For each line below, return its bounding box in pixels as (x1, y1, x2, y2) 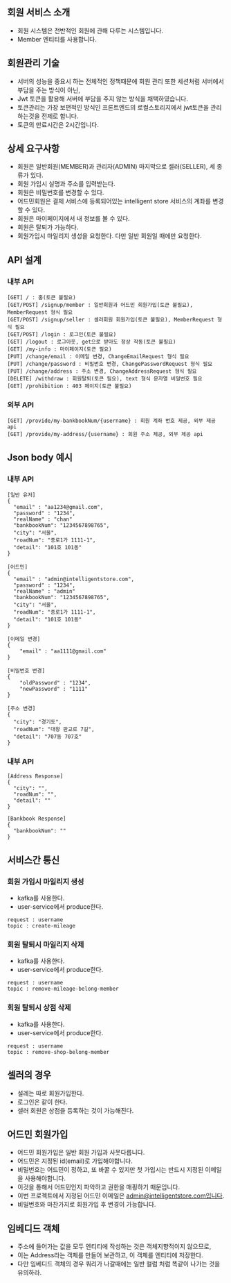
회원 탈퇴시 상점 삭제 (7, 1003, 71, 1012)
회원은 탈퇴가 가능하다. (17, 223, 79, 231)
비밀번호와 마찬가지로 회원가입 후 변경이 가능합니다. (17, 1200, 156, 1209)
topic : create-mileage (7, 923, 76, 930)
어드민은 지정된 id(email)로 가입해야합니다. (17, 1157, 133, 1165)
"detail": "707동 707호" (13, 733, 82, 741)
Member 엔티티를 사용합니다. (17, 35, 97, 43)
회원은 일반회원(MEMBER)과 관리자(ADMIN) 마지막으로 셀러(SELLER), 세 (17, 162, 216, 171)
